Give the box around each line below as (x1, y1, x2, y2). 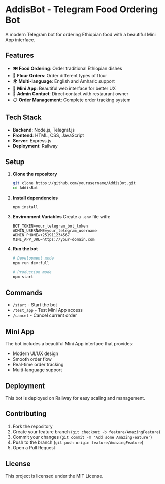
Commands (5, 288, 43, 297)
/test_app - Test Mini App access (12, 307, 83, 313)
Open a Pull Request (12, 444, 56, 450)
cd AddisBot (12, 185, 38, 191)
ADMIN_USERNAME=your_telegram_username (12, 228, 97, 233)
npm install (12, 205, 38, 210)
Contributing (5, 410, 47, 418)
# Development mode (12, 255, 54, 261)
